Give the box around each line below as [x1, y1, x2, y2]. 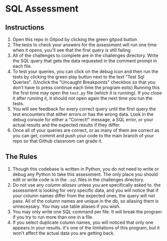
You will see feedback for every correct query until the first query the [12, 106, 156, 112]
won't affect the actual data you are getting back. [12, 230, 115, 236]
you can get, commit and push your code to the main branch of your [12, 133, 154, 138]
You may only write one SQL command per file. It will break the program [12, 208, 162, 214]
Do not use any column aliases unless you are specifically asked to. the [12, 182, 161, 188]
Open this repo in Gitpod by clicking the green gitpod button [12, 36, 137, 42]
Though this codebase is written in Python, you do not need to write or [12, 166, 159, 172]
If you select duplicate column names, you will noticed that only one [12, 219, 153, 225]
